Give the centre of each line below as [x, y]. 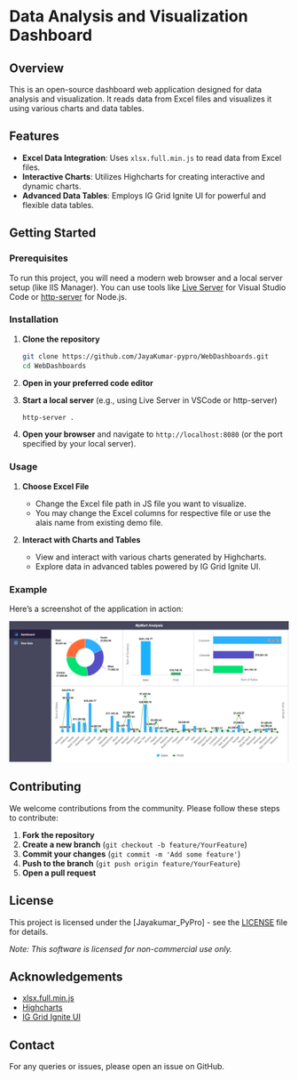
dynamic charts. [51, 186]
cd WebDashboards [54, 366]
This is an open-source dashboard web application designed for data [136, 89]
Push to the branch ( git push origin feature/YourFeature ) [131, 863]
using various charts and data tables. [77, 108]
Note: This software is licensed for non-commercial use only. [121, 948]
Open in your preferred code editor [87, 383]
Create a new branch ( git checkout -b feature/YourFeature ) [135, 844]
